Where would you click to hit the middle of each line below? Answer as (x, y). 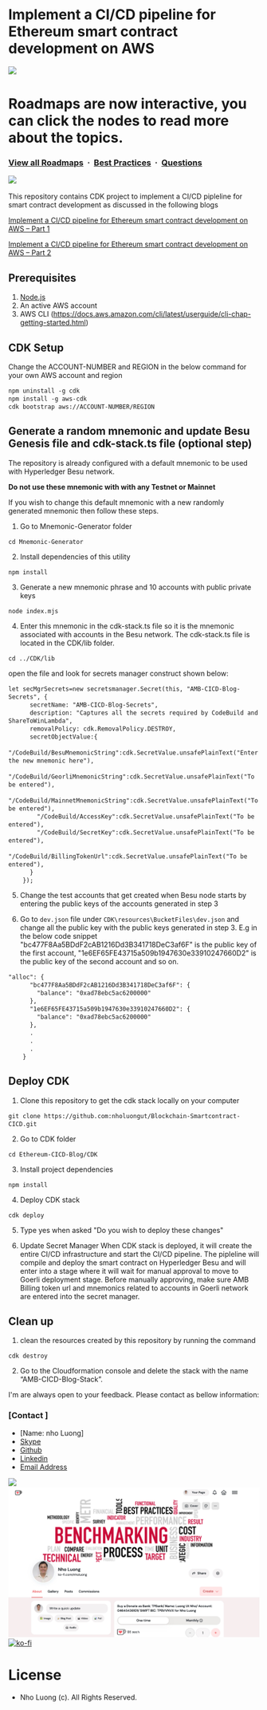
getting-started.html (53, 323)
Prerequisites (42, 278)
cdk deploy (26, 1215)
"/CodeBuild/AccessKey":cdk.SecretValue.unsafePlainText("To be (146, 816)
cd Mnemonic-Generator (46, 542)
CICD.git (23, 1124)
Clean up (31, 1322)
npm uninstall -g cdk (44, 391)
